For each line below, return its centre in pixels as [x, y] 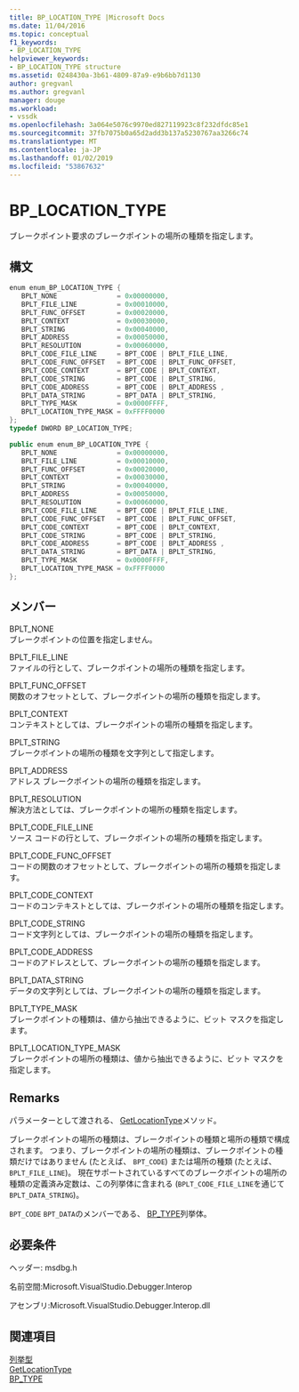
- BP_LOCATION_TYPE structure [65, 68]
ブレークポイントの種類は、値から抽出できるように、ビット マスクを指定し [147, 1018]
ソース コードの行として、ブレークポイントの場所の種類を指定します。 [138, 838]
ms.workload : [33, 109]
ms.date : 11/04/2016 [48, 26]
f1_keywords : [33, 42]
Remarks [35, 1098]
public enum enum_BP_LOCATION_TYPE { [79, 444]
